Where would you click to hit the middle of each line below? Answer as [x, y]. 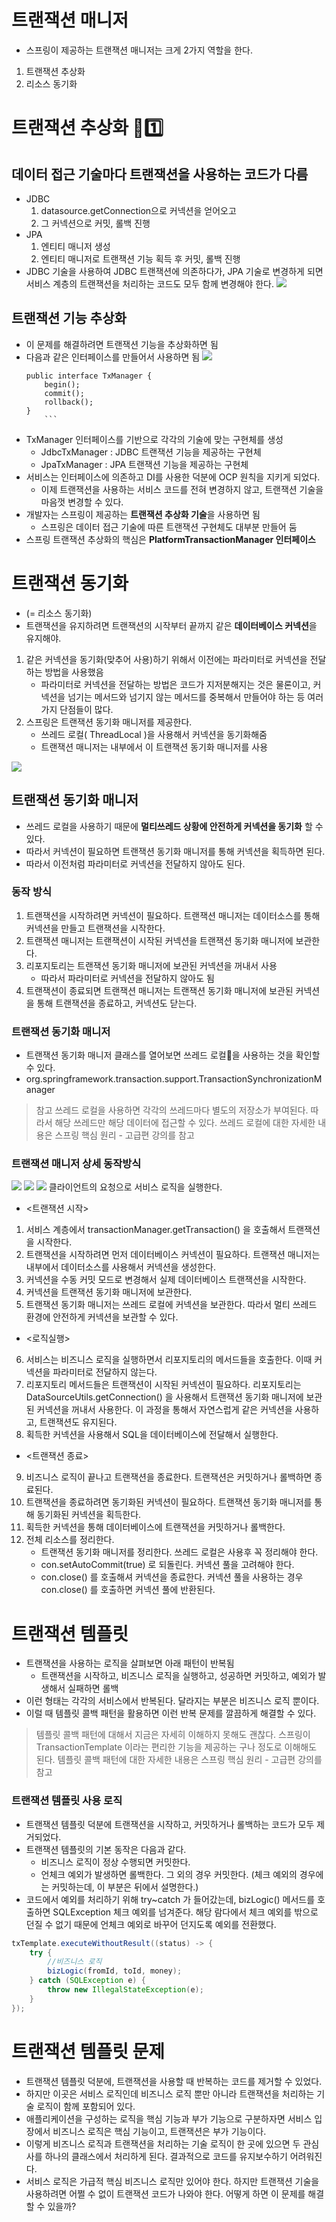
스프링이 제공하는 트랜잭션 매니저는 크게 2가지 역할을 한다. [139, 50]
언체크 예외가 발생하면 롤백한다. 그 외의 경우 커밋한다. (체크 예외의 [169, 1874]
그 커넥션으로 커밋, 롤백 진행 [95, 223]
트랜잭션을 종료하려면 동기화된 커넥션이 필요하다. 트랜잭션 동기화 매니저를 [169, 1502]
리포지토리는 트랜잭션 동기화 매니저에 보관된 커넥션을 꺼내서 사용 [151, 965]
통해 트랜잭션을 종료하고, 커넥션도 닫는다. [117, 1003]
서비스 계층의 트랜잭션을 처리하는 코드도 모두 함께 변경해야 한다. [149, 283]
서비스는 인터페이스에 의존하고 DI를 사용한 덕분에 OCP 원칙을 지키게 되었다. [173, 477]
